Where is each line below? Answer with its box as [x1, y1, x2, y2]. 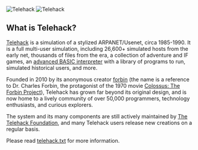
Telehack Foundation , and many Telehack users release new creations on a [6, 119, 193, 126]
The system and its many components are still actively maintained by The [6, 112, 188, 120]
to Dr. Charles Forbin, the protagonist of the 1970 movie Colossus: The [6, 82, 180, 89]
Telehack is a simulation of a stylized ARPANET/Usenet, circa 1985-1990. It [6, 39, 191, 46]
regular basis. [6, 125, 40, 133]
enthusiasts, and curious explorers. [6, 101, 93, 108]
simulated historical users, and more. [6, 64, 98, 71]
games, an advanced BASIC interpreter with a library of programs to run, [6, 57, 186, 65]
